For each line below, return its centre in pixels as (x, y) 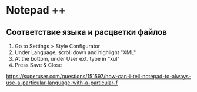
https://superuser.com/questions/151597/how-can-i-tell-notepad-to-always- (98, 76)
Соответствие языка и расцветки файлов (87, 32)
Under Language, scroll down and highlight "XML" (75, 52)
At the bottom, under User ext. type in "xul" (67, 59)
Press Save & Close (38, 65)
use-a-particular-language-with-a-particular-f (62, 83)
